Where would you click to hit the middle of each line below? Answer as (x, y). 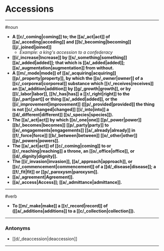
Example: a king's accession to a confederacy (66, 52)
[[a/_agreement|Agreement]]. (43, 177)
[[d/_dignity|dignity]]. (35, 156)
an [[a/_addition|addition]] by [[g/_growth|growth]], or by (71, 89)
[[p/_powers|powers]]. (36, 140)
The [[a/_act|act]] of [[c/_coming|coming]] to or (61, 146)
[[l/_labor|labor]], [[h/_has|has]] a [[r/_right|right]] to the (71, 93)
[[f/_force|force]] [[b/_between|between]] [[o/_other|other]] (75, 135)
